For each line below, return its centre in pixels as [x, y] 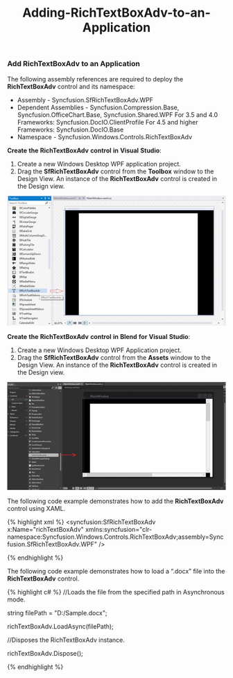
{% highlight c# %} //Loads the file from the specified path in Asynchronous [116, 592]
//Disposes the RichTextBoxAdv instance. [66, 640]
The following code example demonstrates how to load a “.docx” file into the [116, 571]
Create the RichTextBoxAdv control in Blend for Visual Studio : [99, 337]
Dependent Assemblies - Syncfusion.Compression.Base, [98, 107]
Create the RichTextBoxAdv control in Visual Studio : [84, 150]
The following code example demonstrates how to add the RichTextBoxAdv [115, 501]
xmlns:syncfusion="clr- [119, 530]
